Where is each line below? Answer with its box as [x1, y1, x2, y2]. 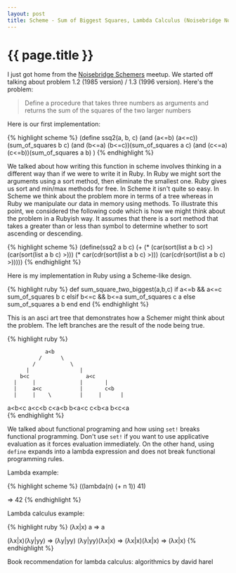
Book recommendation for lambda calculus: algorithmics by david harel [7, 558, 214, 566]
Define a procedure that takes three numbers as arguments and [24, 99, 209, 108]
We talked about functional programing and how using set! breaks [7, 425, 200, 433]
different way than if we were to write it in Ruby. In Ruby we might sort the [7, 169, 221, 178]
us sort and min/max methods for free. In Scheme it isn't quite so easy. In [7, 184, 219, 193]
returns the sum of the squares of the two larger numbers [24, 106, 192, 115]
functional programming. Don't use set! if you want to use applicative [7, 432, 209, 441]
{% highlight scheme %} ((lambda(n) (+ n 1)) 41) [7, 482, 146, 491]
